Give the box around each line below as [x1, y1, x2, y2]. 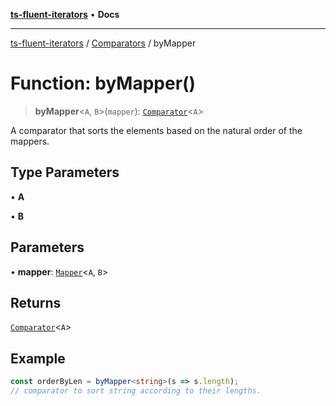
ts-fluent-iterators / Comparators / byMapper [10, 37, 197, 49]
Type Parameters [10, 164, 120, 181]
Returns [10, 294, 62, 311]
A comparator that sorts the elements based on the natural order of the [10, 124, 303, 136]
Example [10, 350, 66, 367]
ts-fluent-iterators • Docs [10, 9, 120, 20]
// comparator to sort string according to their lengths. [10, 386, 262, 396]
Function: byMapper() [10, 72, 197, 95]
